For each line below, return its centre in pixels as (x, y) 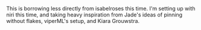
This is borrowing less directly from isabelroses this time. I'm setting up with (101, 9)
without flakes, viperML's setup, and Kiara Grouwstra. (73, 21)
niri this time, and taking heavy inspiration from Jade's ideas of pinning (94, 15)
